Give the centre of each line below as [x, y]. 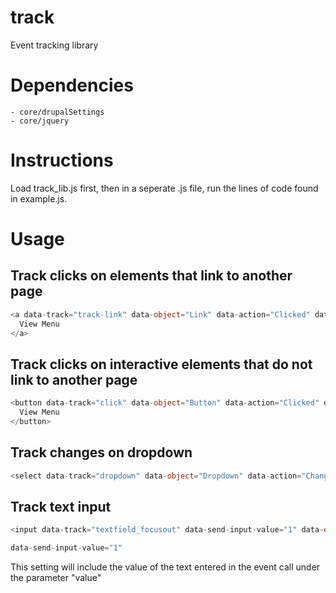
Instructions [62, 160]
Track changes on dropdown [101, 452]
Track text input [61, 506]
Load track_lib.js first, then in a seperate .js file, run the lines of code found [164, 188]
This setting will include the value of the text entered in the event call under [165, 567]
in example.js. [39, 198]
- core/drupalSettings [57, 112]
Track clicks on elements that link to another [151, 276]
